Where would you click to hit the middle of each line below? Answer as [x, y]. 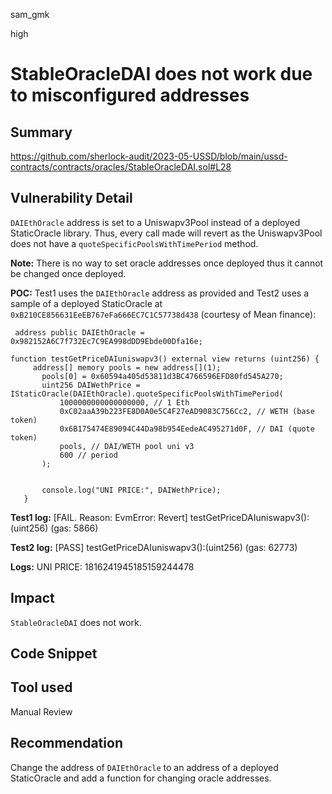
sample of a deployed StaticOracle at [86, 303]
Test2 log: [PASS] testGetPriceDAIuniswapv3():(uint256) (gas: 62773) [154, 547]
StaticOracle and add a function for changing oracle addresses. [141, 778]
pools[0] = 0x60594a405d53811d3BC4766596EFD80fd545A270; [162, 376]
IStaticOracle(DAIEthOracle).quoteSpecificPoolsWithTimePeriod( [147, 394]
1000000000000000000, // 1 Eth [124, 402]
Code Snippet [54, 654]
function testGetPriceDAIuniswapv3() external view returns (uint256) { [165, 359]
